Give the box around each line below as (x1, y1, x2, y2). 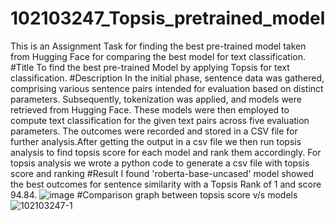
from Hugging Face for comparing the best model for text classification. (10, 50, 307, 62)
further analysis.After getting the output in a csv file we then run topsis (10, 135, 302, 147)
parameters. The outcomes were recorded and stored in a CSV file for (10, 125, 298, 137)
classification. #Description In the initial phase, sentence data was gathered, (10, 72, 325, 84)
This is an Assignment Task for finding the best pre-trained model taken (10, 40, 307, 52)
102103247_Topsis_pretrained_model (10, 7, 326, 30)
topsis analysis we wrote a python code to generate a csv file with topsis (10, 157, 310, 169)
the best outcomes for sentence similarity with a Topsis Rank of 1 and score (10, 178, 322, 190)
